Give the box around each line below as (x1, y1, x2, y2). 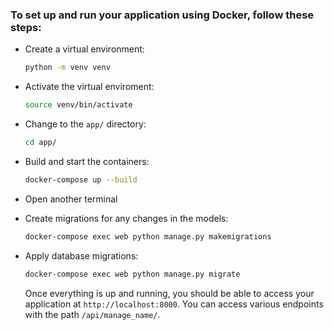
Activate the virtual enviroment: (24, 81, 155, 93)
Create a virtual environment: (24, 43, 145, 55)
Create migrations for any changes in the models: (24, 212, 229, 224)
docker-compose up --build (24, 174, 138, 185)
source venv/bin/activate (24, 100, 133, 110)
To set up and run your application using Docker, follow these (10, 8, 315, 22)
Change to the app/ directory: (24, 118, 147, 130)
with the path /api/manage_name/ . (24, 308, 161, 320)
